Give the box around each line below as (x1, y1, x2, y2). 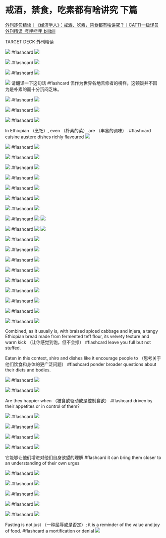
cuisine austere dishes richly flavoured (5, 134, 84, 140)
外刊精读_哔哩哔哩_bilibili (5, 28, 56, 34)
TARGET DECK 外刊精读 (5, 38, 54, 45)
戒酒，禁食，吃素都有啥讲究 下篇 (5, 4, 138, 16)
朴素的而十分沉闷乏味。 (13, 86, 62, 92)
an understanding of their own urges (5, 460, 80, 466)
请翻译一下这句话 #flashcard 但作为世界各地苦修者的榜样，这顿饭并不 (11, 80, 153, 86)
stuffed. (5, 345, 21, 351)
